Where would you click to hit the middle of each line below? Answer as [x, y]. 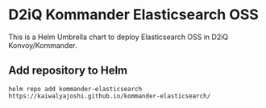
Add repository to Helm [68, 71]
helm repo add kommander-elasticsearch [75, 89]
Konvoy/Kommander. [43, 45]
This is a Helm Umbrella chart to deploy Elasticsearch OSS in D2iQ [118, 37]
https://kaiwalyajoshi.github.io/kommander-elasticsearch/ [110, 96]
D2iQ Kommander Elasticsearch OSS [134, 15]
